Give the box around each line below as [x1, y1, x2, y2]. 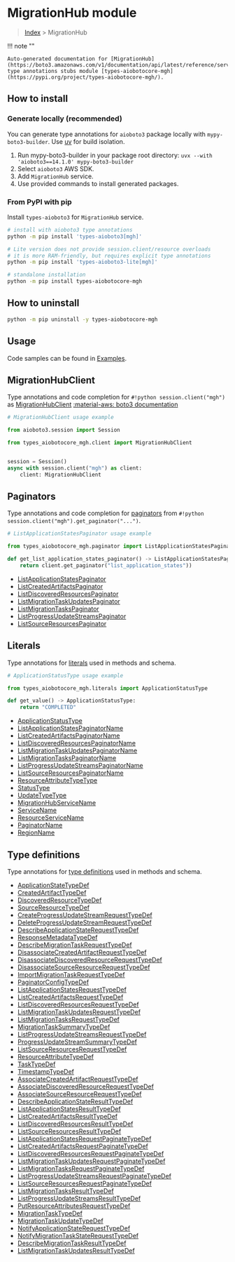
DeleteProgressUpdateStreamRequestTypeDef [17, 918, 152, 927]
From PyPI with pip [7, 197, 72, 206]
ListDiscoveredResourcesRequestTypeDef [17, 1000, 139, 1009]
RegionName [17, 828, 55, 837]
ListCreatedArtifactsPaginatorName [17, 731, 120, 740]
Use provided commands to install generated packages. [17, 179, 179, 187]
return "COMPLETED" [20, 704, 77, 711]
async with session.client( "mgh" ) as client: [7, 465, 142, 472]
